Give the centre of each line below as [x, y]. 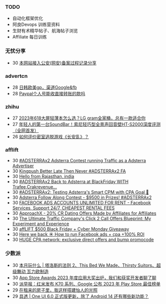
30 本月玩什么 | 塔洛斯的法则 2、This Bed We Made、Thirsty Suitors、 [84, 265]
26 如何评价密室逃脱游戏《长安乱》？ [50, 137]
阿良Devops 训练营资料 [36, 25]
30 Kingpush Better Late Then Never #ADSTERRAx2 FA [69, 171]
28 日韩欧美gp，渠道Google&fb [44, 87]
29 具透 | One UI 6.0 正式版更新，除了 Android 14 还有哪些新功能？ [81, 296]
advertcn [16, 76]
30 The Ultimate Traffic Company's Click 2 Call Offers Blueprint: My [82, 219]
